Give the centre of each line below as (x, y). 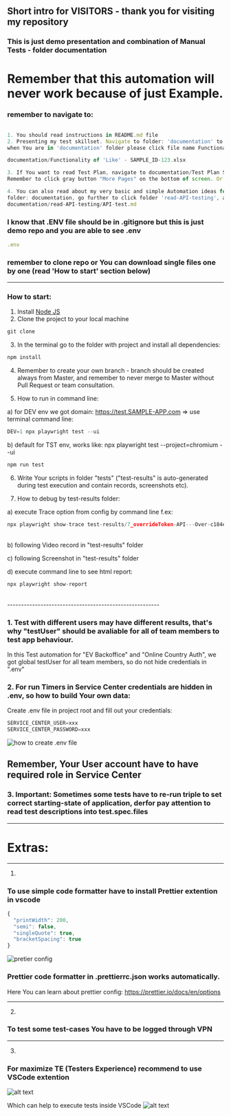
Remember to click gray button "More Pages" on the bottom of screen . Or (115, 179)
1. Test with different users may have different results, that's (110, 622)
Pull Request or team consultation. (66, 385)
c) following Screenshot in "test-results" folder (73, 558)
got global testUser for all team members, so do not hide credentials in (107, 661)
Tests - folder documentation (57, 50)
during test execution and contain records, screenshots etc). (103, 485)
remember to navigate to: (51, 115)
